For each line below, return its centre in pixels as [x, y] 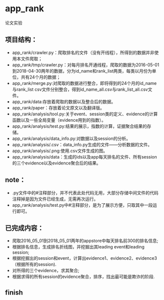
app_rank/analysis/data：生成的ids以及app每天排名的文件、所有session [85, 157]
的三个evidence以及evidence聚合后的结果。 [57, 163]
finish [14, 292]
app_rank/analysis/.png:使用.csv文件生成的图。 [60, 151]
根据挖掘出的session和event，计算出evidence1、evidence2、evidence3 [85, 258]
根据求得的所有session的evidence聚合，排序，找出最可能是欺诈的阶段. [83, 277]
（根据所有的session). [34, 264]
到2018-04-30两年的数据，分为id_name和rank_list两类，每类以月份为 [82, 71]
